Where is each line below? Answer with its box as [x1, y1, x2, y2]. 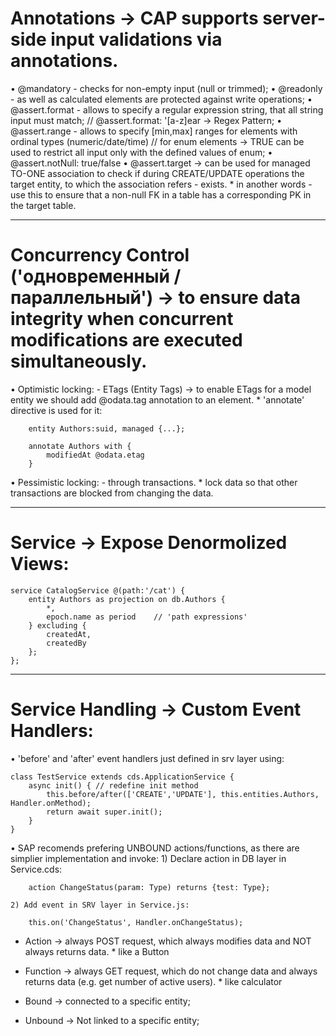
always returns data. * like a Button [24, 945, 170, 957]
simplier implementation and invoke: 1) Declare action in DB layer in [10, 852, 287, 864]
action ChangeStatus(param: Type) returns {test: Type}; [28, 882, 271, 892]
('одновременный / [10, 265, 182, 288]
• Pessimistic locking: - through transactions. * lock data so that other [10, 476, 298, 488]
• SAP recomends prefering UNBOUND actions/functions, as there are [10, 842, 300, 854]
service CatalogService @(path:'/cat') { [10, 585, 186, 596]
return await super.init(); [46, 807, 163, 817]
